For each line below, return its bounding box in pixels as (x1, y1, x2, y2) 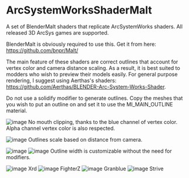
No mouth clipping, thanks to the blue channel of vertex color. (28, 118, 178, 125)
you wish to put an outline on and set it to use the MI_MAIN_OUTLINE (6, 100, 173, 108)
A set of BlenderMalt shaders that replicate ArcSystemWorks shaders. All (6, 23, 183, 30)
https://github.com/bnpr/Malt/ (6, 46, 78, 53)
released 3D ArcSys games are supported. (6, 29, 109, 36)
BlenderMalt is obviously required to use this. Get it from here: (6, 41, 157, 48)
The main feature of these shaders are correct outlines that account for (6, 58, 178, 65)
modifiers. (6, 153, 31, 160)
